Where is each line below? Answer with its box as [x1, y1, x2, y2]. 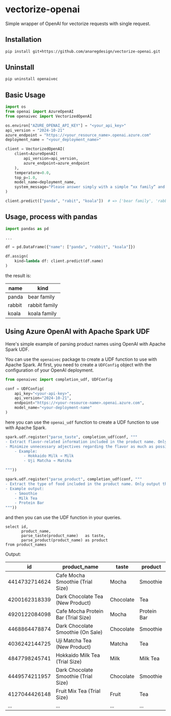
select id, [5, 524, 28, 529]
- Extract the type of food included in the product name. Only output [5, 481, 160, 487]
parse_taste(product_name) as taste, [21, 533, 106, 539]
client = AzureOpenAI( [14, 151, 58, 156]
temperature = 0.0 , [14, 170, 51, 175]
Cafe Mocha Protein [55, 608, 103, 615]
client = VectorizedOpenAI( [5, 147, 65, 152]
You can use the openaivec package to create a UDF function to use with [5, 356, 157, 362]
